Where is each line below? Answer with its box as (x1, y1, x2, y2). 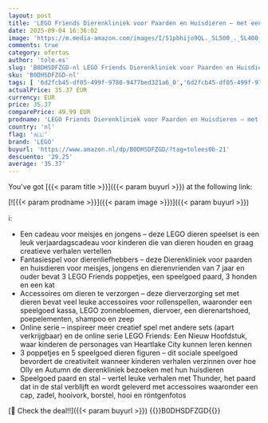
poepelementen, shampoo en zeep (19, 314, 135, 324)
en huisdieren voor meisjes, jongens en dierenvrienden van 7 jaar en (19, 263, 245, 273)
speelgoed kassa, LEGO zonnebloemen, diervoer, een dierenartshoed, (19, 306, 251, 315)
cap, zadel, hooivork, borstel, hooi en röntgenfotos (19, 390, 187, 400)
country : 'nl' (8, 123, 56, 131)
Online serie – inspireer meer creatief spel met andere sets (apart (19, 322, 235, 332)
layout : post (8, 11, 52, 20)
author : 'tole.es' (8, 57, 69, 65)
